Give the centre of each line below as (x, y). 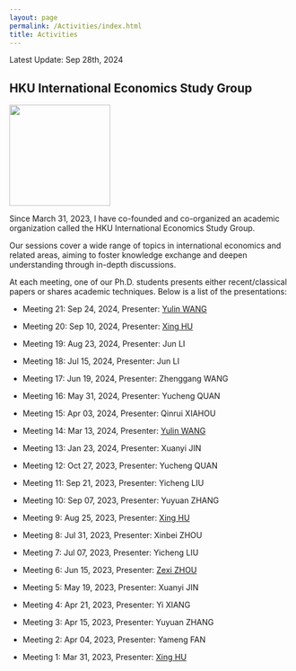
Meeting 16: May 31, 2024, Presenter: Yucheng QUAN (121, 396)
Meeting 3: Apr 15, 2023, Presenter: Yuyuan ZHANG (118, 622)
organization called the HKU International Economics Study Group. (132, 228)
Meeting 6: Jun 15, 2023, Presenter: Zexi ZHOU (109, 570)
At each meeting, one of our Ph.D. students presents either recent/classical (148, 282)
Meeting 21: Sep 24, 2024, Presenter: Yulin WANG (115, 309)
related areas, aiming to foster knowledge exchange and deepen (129, 255)
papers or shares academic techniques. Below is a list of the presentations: (148, 292)
